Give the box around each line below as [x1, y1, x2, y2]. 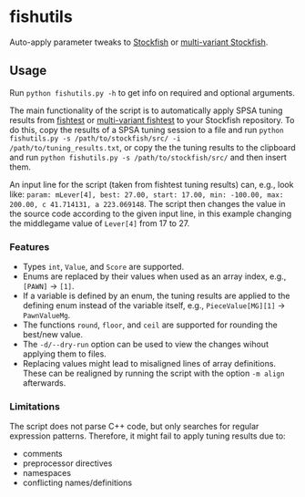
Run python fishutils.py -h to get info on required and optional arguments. [9, 87, 296, 98]
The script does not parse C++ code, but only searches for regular [9, 421, 259, 432]
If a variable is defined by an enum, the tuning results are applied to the [22, 290, 290, 302]
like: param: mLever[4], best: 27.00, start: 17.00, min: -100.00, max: [9, 189, 284, 200]
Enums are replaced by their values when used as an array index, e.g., [22, 271, 287, 282]
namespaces [22, 468, 71, 479]
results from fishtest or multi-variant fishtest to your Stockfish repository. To [9, 114, 295, 125]
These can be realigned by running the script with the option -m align [22, 368, 285, 379]
